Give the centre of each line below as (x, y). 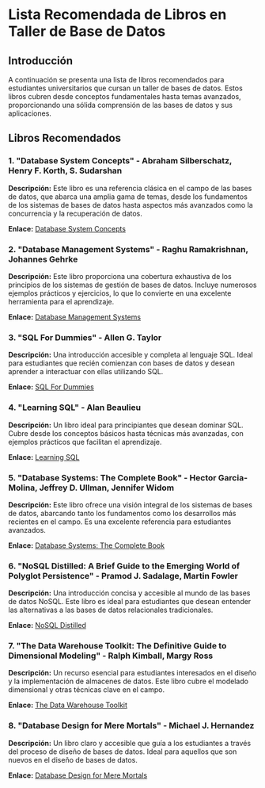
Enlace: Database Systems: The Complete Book (86, 545)
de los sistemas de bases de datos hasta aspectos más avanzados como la (131, 205)
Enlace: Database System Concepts (67, 228)
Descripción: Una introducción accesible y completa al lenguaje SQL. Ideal (131, 355)
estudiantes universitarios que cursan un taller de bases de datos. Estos (125, 88)
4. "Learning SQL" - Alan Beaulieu (74, 407)
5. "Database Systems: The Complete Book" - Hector (112, 477)
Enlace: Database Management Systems (74, 317)
